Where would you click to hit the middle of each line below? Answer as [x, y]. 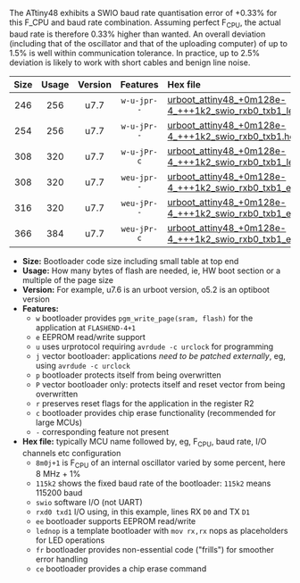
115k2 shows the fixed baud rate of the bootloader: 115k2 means [153, 483]
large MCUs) [59, 422]
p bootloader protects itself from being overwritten [128, 375]
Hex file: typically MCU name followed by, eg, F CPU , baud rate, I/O [144, 442]
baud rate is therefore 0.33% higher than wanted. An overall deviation [137, 34]
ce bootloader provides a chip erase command [121, 569]
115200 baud [59, 493]
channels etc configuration [71, 453]
